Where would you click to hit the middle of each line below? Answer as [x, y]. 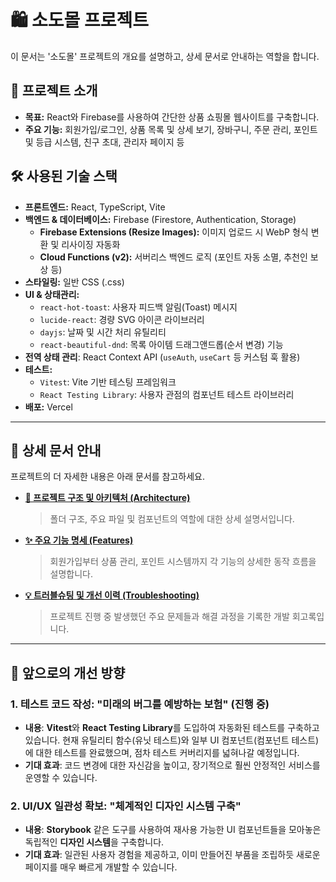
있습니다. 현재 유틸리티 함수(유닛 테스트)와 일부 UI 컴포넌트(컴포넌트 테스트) [172, 740]
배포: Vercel [48, 407]
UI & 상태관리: [52, 294]
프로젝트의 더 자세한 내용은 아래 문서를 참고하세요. [108, 477]
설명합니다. [71, 574]
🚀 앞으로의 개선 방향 [68, 672]
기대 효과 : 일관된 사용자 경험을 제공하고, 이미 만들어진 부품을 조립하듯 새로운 [172, 855]
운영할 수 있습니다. [61, 778]
